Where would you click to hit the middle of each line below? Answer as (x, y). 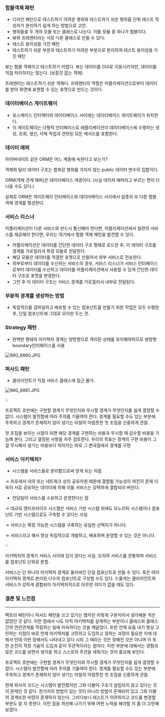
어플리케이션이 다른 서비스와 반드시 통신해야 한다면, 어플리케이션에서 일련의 (77, 228)
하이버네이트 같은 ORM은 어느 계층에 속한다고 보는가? (56, 159)
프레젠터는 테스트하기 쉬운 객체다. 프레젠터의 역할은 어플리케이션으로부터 (75, 83)
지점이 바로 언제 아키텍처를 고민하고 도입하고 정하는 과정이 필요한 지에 (85, 633)
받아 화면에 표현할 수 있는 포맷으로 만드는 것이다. (56, 90)
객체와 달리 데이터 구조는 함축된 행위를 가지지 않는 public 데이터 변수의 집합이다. (82, 169)
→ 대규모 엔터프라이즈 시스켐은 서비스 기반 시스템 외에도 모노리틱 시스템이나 (78, 508)
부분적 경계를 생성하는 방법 (35, 296)
